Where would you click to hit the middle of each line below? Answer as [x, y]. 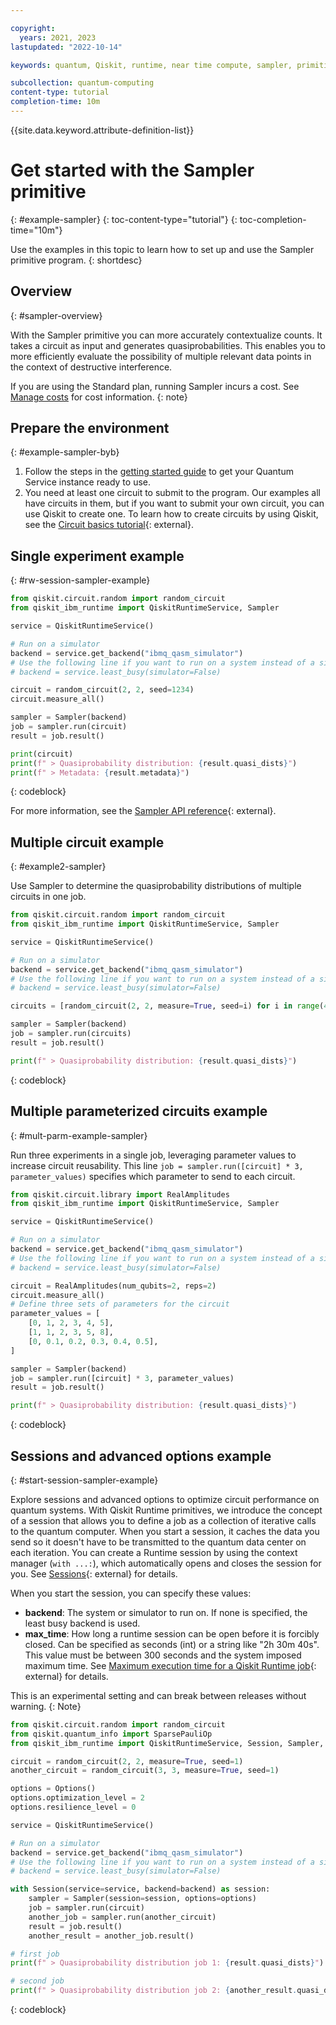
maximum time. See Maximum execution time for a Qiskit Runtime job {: [170, 1665]
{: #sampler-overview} [56, 315]
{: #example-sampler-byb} [65, 452]
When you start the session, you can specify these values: [131, 1593]
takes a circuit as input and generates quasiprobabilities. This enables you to [168, 345]
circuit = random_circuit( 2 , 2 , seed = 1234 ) [102, 690]
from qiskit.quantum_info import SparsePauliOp [111, 1734]
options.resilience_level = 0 [73, 1807]
